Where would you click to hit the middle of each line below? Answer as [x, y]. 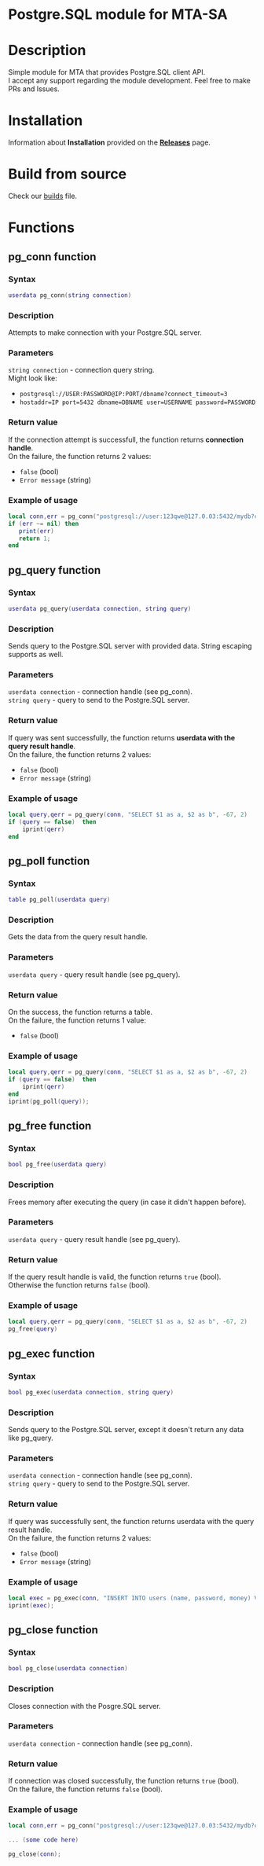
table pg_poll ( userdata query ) [59, 900]
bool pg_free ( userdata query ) [58, 1165]
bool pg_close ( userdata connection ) [68, 1669]
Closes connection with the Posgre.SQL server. [84, 1706]
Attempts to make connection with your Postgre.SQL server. [105, 332]
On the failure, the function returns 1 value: [77, 1020]
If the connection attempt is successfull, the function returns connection [126, 439]
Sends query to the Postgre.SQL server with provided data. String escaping [130, 646]
